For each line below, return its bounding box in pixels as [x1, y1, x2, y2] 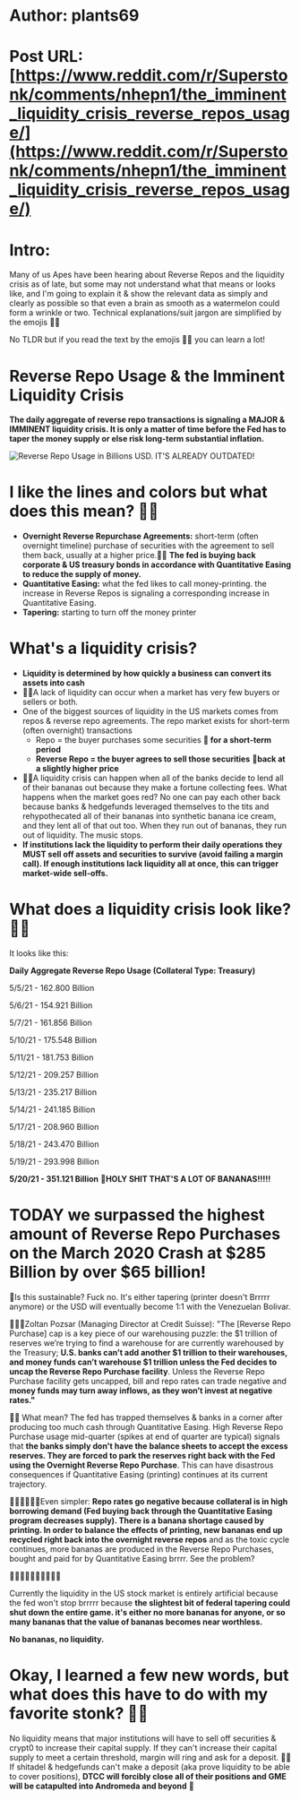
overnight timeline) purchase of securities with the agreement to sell [21, 540, 275, 551]
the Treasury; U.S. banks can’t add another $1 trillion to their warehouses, [9, 1348, 288, 1357]
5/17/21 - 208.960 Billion [9, 1122, 99, 1133]
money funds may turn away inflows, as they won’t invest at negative [9, 1385, 273, 1396]
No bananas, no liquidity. [9, 1634, 105, 1644]
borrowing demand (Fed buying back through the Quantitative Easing [9, 1506, 273, 1516]
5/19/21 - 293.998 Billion [9, 1157, 100, 1167]
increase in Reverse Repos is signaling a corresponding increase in [21, 588, 270, 599]
